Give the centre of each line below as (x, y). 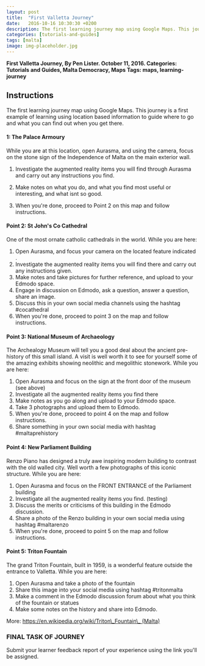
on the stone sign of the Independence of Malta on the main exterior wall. (99, 157)
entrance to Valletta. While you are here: (57, 571)
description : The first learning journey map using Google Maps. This (98, 29)
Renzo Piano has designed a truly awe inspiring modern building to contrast (101, 460)
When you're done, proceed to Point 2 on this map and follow (92, 206)
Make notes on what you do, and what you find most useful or (93, 187)
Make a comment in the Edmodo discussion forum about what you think (106, 596)
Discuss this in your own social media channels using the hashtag (98, 303)
